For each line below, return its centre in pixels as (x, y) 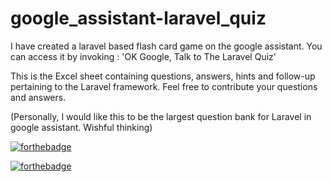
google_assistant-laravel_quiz (138, 18)
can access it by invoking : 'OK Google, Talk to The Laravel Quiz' (143, 56)
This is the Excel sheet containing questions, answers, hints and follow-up (163, 76)
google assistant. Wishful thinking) (81, 127)
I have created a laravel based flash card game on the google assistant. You (166, 46)
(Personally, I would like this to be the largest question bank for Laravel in (161, 116)
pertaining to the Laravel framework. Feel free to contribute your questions (164, 86)
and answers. (38, 97)
